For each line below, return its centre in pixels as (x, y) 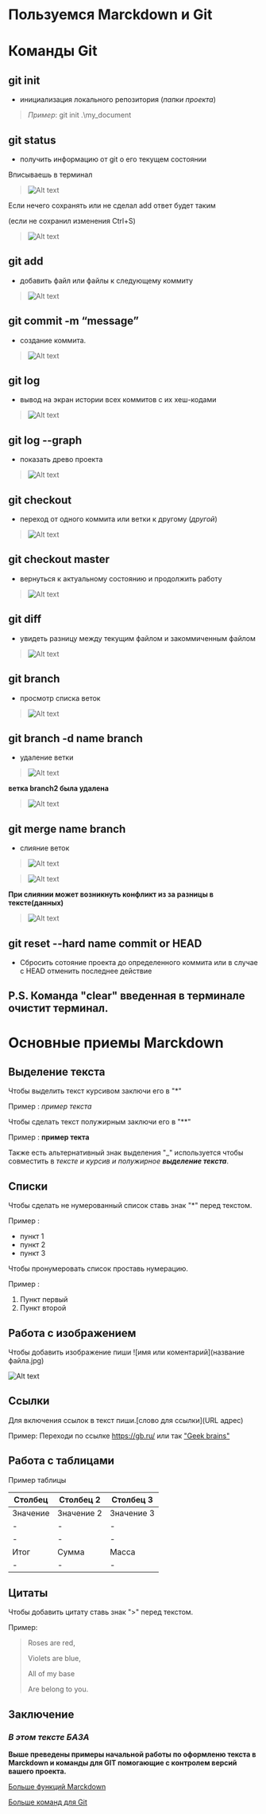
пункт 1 (32, 1237)
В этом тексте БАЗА (49, 1737)
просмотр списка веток (60, 698)
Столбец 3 (132, 1499)
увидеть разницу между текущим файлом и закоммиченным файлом (137, 638)
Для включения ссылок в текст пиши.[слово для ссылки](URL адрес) (126, 1420)
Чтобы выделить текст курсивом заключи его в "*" (95, 1091)
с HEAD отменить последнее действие (86, 971)
